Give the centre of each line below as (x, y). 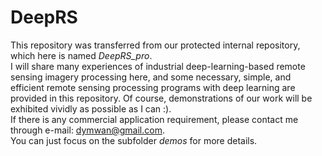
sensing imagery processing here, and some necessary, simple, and (151, 77)
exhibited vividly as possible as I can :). (91, 108)
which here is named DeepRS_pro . (81, 55)
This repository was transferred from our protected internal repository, (155, 45)
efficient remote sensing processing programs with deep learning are (153, 87)
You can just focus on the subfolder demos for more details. (134, 140)
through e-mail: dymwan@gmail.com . (87, 130)
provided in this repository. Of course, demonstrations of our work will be (161, 98)
